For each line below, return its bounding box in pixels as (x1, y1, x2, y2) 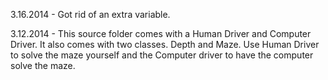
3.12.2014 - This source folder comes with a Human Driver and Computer (10, 28, 312, 39)
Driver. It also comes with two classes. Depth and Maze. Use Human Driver (10, 39, 320, 50)
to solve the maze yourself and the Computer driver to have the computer (10, 49, 314, 61)
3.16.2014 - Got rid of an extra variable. (10, 9, 171, 20)
